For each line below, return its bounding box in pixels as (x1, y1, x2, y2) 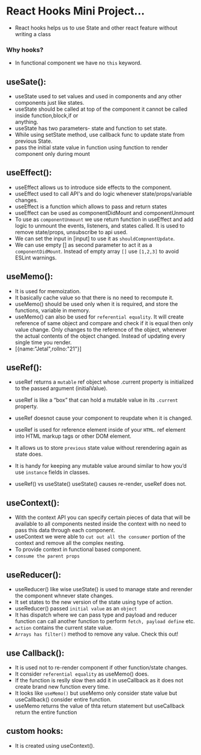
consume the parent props (14, 553, 80, 559)
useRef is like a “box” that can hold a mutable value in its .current (14, 396, 178, 404)
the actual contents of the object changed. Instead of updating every (14, 332, 185, 340)
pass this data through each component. (14, 527, 116, 534)
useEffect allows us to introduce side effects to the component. (14, 184, 172, 191)
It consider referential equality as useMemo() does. (14, 670, 149, 677)
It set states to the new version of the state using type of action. (14, 598, 173, 606)
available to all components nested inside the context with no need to (14, 520, 187, 527)
